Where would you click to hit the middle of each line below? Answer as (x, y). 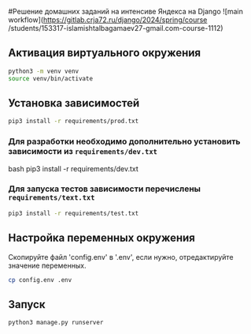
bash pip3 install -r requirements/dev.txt (74, 168)
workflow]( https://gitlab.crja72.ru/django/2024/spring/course (108, 20)
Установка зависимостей (74, 103)
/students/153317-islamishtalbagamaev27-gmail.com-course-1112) (116, 28)
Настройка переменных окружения (102, 238)
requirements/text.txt (52, 198)
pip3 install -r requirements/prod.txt (74, 122)
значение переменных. (47, 265)
